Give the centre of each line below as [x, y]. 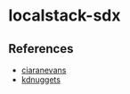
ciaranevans [44, 70]
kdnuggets [41, 80]
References [41, 49]
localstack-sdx [65, 16]
